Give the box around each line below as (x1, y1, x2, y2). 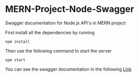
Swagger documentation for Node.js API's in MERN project (5, 20, 126, 26)
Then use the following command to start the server (5, 48, 112, 54)
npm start (5, 57, 26, 63)
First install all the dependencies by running (5, 29, 95, 35)
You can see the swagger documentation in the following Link (5, 66, 132, 72)
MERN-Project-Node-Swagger (5, 3, 135, 15)
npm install (5, 39, 30, 44)
